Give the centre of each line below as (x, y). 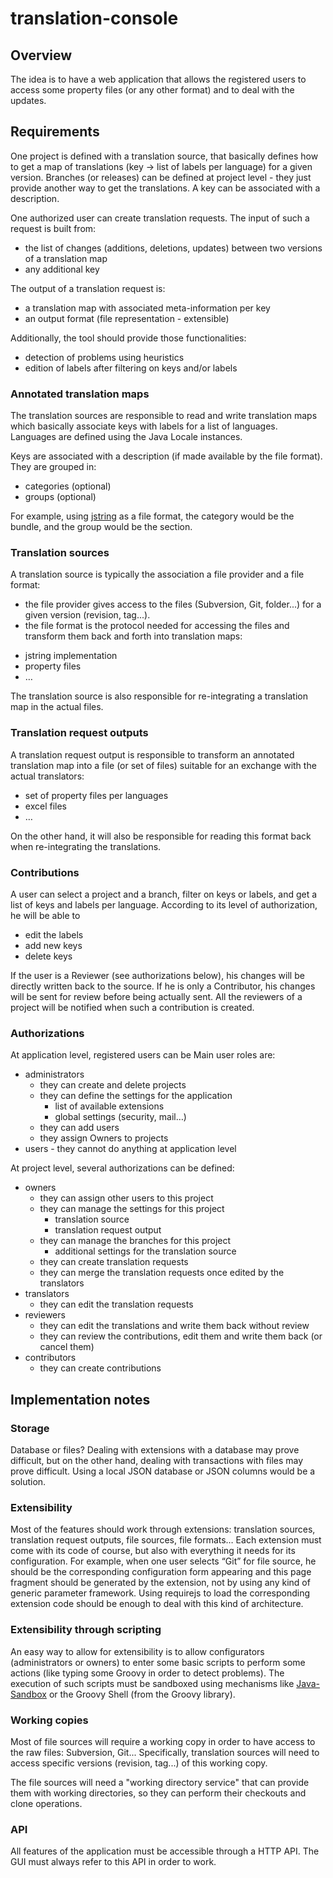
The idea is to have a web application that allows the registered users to (158, 79)
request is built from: (53, 228)
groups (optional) (60, 497)
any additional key (62, 269)
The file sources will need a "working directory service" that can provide (160, 1782)
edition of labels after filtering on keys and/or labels (131, 368)
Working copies (49, 1720)
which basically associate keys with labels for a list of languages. (144, 426)
